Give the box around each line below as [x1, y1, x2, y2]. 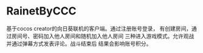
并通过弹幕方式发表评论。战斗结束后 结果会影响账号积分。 [6, 40, 152, 47]
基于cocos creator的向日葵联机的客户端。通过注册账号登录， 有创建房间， [6, 25, 192, 32]
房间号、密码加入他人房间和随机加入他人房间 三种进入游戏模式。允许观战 [11, 32, 194, 40]
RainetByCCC [6, 4, 77, 18]
